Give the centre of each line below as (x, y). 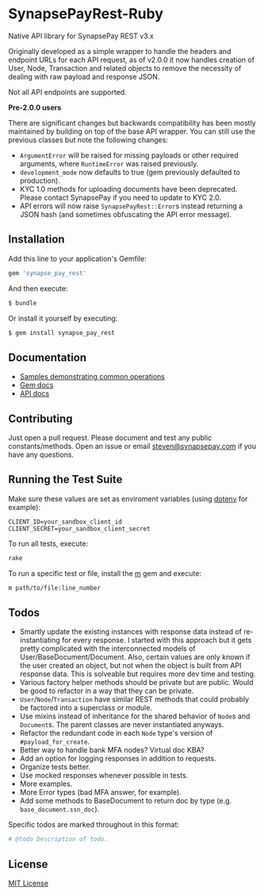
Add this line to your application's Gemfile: (77, 259)
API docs (34, 394)
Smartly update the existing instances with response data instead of (130, 632)
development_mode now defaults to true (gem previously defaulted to (130, 172)
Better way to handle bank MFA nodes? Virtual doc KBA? (112, 750)
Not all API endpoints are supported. (67, 91)
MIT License (29, 883)
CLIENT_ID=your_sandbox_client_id (65, 522)
